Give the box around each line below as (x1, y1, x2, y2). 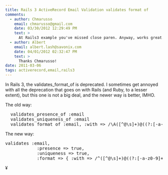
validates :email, (5, 140, 50, 146)
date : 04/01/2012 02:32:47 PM (14, 49, 77, 54)
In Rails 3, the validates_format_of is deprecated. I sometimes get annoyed (5, 81, 158, 87)
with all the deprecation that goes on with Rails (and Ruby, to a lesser (5, 87, 147, 92)
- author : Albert (9, 40, 46, 45)
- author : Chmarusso (9, 16, 52, 21)
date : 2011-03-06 (5, 63, 41, 68)
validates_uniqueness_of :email (10, 116, 90, 122)
